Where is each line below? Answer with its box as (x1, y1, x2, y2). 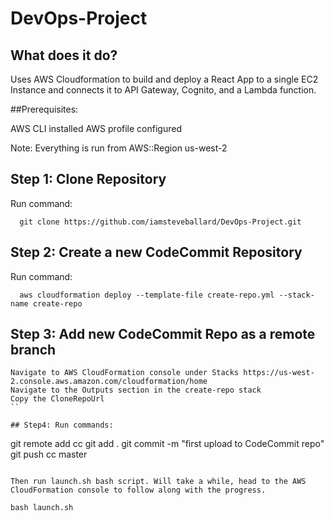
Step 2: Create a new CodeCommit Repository (10, 244, 303, 261)
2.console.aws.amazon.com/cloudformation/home (10, 377, 208, 387)
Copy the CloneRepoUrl (10, 394, 105, 404)
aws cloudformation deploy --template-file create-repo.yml (19, 290, 275, 300)
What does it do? (10, 47, 118, 64)
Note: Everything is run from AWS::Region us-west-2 (10, 142, 228, 154)
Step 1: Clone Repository (10, 171, 167, 188)
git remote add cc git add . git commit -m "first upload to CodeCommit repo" (10, 438, 325, 450)
